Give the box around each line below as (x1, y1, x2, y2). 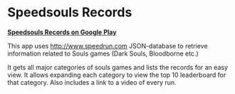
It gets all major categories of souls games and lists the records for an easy (7, 63, 228, 71)
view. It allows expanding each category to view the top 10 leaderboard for (7, 70, 226, 79)
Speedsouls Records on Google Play (7, 28, 117, 36)
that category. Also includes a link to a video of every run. (7, 78, 177, 86)
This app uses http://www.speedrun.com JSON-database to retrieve (7, 41, 208, 50)
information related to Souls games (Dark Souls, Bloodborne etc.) (7, 49, 199, 58)
